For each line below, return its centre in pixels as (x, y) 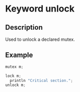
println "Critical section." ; (41, 80)
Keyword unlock (40, 9)
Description (24, 27)
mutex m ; (14, 67)
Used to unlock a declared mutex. (40, 39)
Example (19, 55)
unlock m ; (16, 85)
